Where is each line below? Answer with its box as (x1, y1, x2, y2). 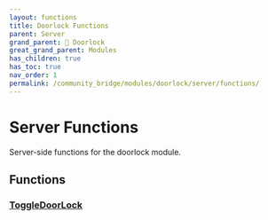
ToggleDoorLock (9, 199, 83, 211)
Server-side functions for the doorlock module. (9, 146, 182, 157)
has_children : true (9, 54, 82, 63)
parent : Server (9, 29, 66, 38)
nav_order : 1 (9, 71, 58, 80)
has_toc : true (9, 63, 62, 72)
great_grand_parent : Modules (9, 46, 117, 55)
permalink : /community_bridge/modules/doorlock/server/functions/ (9, 79, 260, 88)
